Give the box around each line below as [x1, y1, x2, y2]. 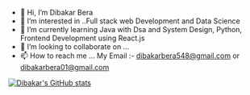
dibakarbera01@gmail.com [19, 63, 110, 72]
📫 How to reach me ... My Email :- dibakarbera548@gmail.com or [19, 51, 240, 60]
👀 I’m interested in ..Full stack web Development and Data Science [19, 16, 240, 26]
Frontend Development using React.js [19, 33, 145, 43]
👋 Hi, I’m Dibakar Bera [19, 8, 94, 17]
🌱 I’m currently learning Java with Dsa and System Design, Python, [19, 25, 243, 34]
